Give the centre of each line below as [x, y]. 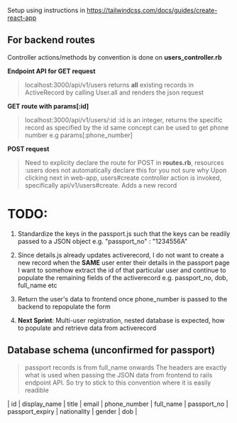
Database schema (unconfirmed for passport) [111, 350]
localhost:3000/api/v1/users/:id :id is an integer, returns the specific [124, 119]
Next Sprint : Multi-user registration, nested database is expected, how [121, 320]
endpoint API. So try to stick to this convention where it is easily [118, 382]
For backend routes [51, 40]
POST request [28, 149]
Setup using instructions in [46, 10]
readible [37, 390]
